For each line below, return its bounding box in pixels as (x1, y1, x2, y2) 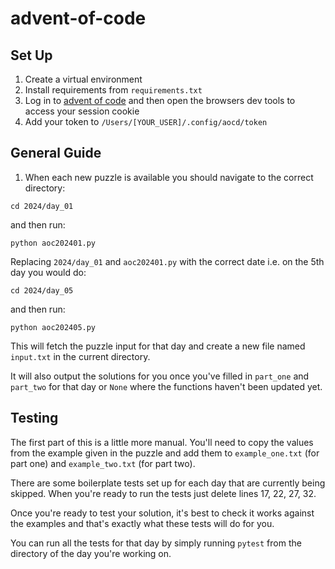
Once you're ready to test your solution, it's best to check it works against (10, 507, 315, 519)
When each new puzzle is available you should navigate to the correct (24, 171, 314, 183)
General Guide (10, 145, 102, 162)
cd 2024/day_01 (10, 201, 74, 211)
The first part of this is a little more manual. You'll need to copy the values (10, 436, 314, 448)
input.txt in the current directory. (10, 350, 151, 362)
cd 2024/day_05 (10, 285, 74, 296)
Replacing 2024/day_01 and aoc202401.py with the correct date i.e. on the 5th (10, 255, 325, 267)
